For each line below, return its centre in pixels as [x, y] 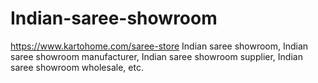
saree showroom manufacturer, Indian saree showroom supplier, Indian [156, 56]
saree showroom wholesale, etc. [77, 67]
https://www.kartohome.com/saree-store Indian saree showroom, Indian [159, 46]
